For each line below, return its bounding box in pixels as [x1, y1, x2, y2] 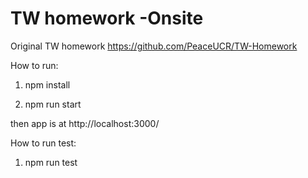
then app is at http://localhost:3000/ [10, 117, 160, 129]
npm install [24, 78, 71, 91]
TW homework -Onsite [10, 7, 204, 30]
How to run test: [10, 137, 77, 149]
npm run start [24, 98, 82, 110]
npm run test [24, 156, 78, 168]
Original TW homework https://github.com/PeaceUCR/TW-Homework [10, 40, 298, 52]
